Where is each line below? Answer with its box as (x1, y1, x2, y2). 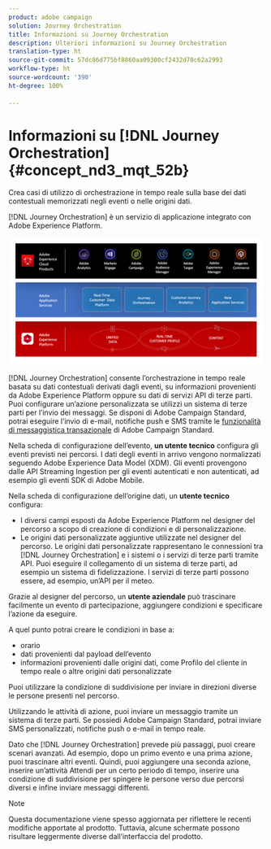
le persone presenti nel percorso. (8, 691, 120, 701)
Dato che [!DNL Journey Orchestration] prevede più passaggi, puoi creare (8, 740, 256, 750)
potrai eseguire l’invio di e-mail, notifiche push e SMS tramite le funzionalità (8, 416, 261, 426)
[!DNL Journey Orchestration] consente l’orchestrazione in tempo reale (8, 373, 246, 383)
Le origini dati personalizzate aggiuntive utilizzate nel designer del (19, 533, 242, 542)
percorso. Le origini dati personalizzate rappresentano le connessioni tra (19, 542, 264, 551)
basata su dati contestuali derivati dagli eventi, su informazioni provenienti (8, 382, 256, 392)
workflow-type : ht (8, 65, 71, 73)
